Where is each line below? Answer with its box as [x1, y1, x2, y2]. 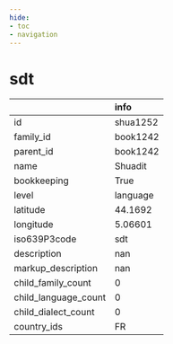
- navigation [9, 30, 58, 39]
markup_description [13, 262, 99, 275]
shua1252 [114, 116, 159, 128]
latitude [13, 204, 46, 216]
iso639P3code [13, 233, 77, 245]
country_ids [13, 321, 63, 333]
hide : [9, 13, 30, 22]
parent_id [13, 146, 54, 158]
